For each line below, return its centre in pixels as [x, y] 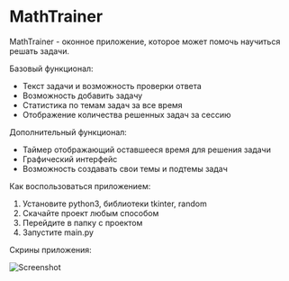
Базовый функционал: [51, 68]
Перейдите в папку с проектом [82, 222]
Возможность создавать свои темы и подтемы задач [125, 168]
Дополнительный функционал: [68, 131]
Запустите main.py [58, 232]
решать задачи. [40, 50]
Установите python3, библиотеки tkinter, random [114, 204]
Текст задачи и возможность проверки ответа [112, 86]
